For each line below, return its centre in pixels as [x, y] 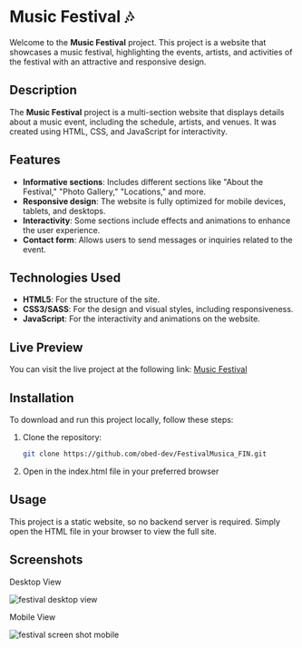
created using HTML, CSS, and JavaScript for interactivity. [119, 131]
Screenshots [46, 560]
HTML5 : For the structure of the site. [91, 299]
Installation [42, 398]
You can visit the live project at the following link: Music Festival [128, 369]
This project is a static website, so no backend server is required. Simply [145, 521]
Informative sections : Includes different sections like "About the [143, 182]
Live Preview [46, 347]
